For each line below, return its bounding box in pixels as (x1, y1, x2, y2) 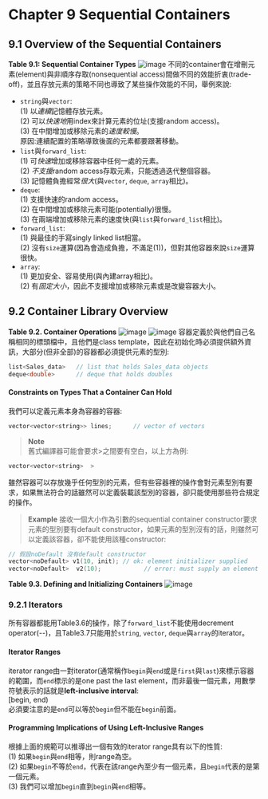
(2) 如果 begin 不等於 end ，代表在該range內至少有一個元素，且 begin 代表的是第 (8, 762, 260, 771)
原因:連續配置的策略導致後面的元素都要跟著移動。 (19, 136, 183, 145)
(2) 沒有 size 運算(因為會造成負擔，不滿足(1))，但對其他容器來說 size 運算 (19, 243, 255, 252)
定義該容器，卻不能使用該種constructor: (34, 534, 167, 544)
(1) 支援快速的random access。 (19, 195, 124, 204)
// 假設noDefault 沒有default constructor (8, 550, 147, 558)
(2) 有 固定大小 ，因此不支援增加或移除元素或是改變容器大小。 (19, 281, 221, 290)
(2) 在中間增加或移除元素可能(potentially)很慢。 (19, 205, 176, 214)
